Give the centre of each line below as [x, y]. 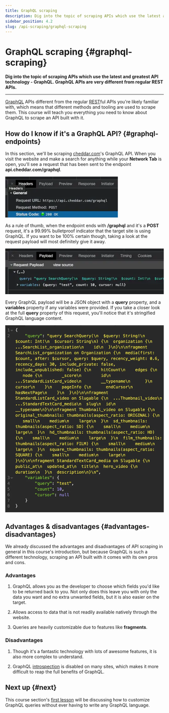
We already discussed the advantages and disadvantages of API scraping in [84, 547]
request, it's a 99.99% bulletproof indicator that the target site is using [78, 231]
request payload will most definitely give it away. [56, 242]
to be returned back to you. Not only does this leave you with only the [85, 592]
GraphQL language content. [34, 318]
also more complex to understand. [48, 657]
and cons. [16, 563]
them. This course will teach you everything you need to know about [76, 113]
